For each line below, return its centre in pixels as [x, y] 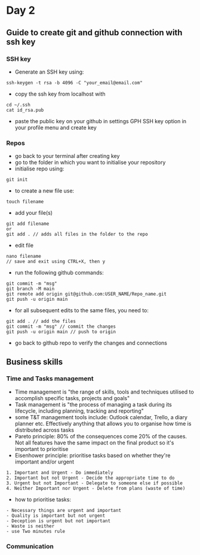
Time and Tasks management [50, 379]
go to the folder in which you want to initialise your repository [90, 163]
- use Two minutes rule [36, 531]
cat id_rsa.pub [25, 110]
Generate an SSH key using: [49, 72]
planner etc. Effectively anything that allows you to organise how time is [103, 423]
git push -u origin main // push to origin [61, 332]
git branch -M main [30, 289]
